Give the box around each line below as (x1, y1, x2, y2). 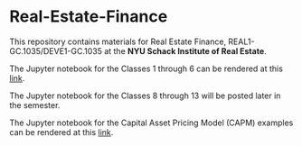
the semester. (9, 99, 61, 110)
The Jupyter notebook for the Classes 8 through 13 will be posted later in (9, 90, 281, 101)
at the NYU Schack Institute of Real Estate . (103, 45, 267, 56)
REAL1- (228, 36, 255, 47)
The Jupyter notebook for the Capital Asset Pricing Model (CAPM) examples (9, 117, 294, 128)
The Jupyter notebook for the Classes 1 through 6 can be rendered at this (9, 63, 283, 74)
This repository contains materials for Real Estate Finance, (9, 36, 227, 47)
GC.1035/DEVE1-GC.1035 (9, 45, 102, 56)
